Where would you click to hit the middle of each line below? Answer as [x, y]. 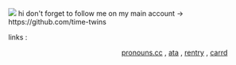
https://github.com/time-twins [58, 22]
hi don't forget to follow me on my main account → [101, 13]
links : [18, 37]
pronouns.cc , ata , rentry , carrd [174, 52]
